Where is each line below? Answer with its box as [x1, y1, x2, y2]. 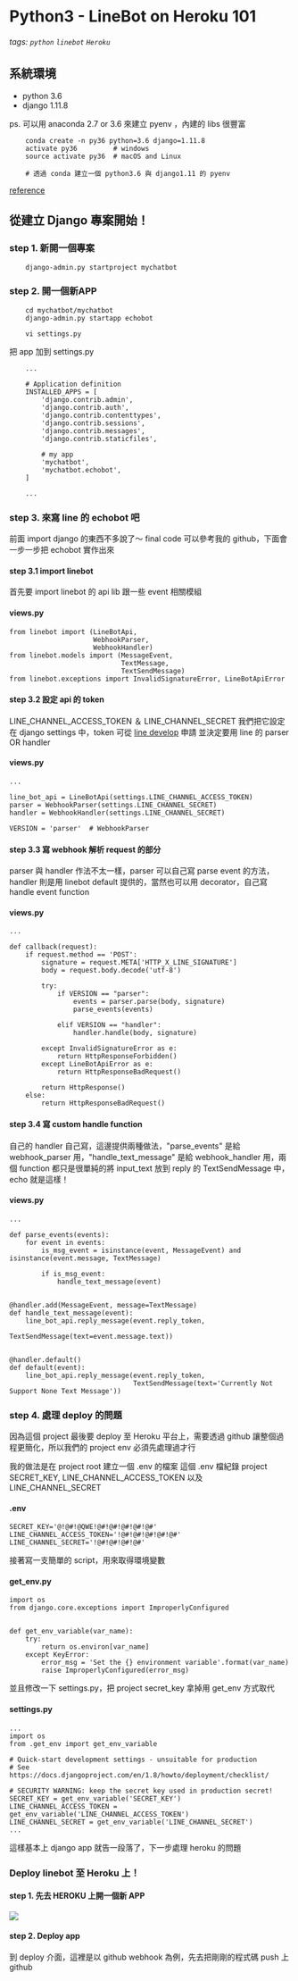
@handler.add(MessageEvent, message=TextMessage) [9, 1300, 198, 1309]
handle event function [9, 887, 90, 898]
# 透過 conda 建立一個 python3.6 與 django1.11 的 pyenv [25, 169, 230, 178]
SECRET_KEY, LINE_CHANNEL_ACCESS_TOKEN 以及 [9, 1472, 203, 1484]
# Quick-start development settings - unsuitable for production [9, 1755, 257, 1764]
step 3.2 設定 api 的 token [9, 694, 104, 705]
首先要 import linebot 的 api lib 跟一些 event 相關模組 [9, 587, 203, 598]
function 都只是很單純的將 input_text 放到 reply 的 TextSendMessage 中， [19, 1163, 290, 1174]
